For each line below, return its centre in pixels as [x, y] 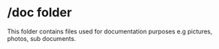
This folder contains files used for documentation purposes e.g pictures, [110, 31]
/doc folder [40, 13]
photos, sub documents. [42, 38]
